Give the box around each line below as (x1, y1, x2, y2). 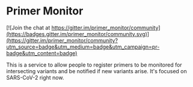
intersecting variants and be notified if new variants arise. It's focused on (6, 67, 188, 74)
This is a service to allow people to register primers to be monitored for (6, 61, 182, 68)
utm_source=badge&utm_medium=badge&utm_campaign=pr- (6, 43, 160, 50)
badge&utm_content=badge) (6, 49, 78, 56)
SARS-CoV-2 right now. (6, 74, 64, 81)
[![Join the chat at (6, 24, 51, 31)
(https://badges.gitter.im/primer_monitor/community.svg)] (6, 30, 149, 37)
